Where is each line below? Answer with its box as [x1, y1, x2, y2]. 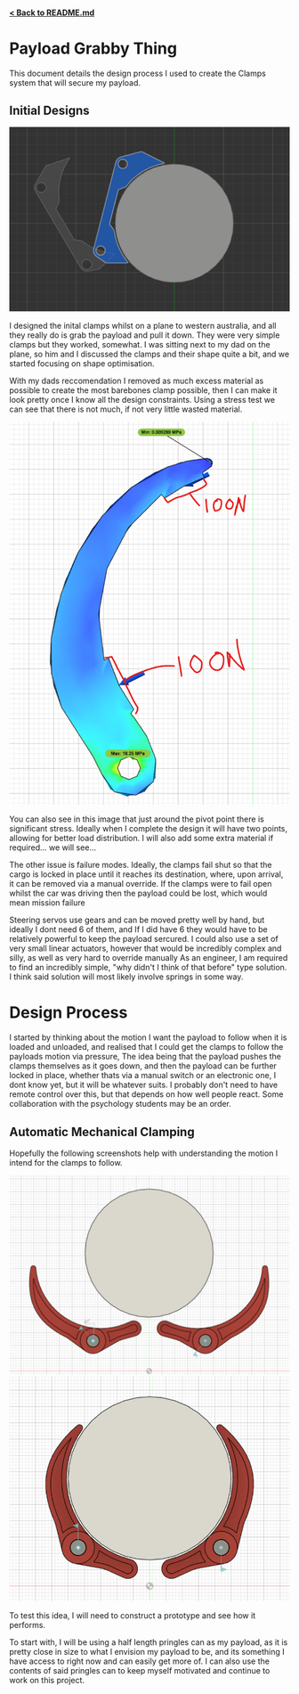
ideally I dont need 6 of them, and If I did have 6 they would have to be [9, 924, 269, 935]
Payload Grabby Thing [9, 38, 178, 58]
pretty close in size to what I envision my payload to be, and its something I [9, 1647, 285, 1657]
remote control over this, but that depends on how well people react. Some [9, 1089, 284, 1100]
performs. [9, 1620, 46, 1631]
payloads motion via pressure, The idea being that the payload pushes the [9, 1052, 282, 1062]
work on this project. [9, 1675, 85, 1686]
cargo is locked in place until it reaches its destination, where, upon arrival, [9, 869, 284, 880]
